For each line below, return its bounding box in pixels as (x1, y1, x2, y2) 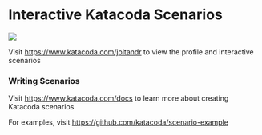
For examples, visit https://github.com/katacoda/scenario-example (8, 117, 228, 127)
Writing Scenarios (8, 75, 80, 86)
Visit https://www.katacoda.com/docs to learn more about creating (8, 93, 229, 103)
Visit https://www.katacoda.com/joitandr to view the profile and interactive (8, 46, 254, 57)
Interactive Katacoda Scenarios (8, 6, 223, 24)
